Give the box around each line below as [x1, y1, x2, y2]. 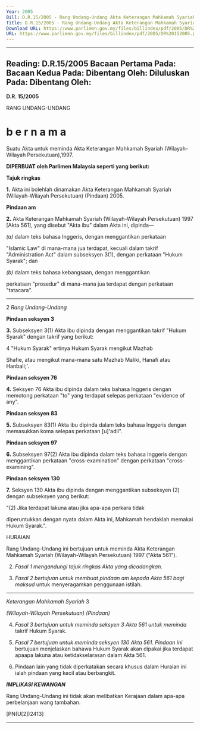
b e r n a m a [6, 126, 67, 139]
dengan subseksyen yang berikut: [6, 492, 90, 500]
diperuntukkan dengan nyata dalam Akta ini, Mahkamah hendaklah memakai [6, 515, 193, 522]
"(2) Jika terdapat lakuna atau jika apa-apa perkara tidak [6, 504, 145, 511]
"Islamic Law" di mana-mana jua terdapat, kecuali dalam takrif [6, 245, 159, 252]
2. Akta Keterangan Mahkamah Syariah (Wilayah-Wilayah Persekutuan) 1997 [6, 215, 193, 222]
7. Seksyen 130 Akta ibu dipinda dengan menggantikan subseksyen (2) [6, 486, 180, 493]
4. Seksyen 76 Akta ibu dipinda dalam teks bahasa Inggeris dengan [6, 385, 171, 393]
